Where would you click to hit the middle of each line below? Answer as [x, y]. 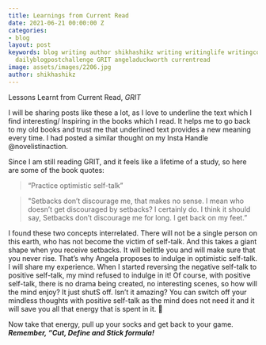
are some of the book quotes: [56, 170]
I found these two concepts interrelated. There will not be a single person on [133, 233]
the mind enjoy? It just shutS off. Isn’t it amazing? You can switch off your [127, 292]
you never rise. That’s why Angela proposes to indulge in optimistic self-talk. [133, 258]
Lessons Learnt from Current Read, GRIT [74, 97]
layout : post [30, 45]
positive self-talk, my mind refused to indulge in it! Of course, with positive [129, 275]
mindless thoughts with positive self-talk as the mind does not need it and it [131, 300]
